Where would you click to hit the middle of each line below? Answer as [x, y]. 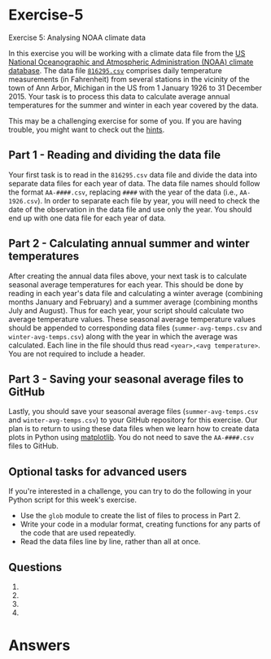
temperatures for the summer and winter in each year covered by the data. [133, 105]
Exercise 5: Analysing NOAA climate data [77, 37]
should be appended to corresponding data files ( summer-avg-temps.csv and [135, 328]
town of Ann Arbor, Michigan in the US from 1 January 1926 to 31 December [135, 88]
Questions [35, 567]
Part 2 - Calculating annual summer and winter [129, 244]
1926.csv [23, 201]
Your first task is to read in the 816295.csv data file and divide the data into [133, 175]
